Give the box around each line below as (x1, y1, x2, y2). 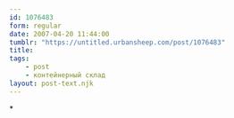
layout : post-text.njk (9, 79, 94, 88)
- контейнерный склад (25, 71, 105, 80)
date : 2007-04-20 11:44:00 (9, 29, 110, 38)
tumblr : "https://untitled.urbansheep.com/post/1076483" (9, 37, 226, 47)
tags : (9, 54, 29, 63)
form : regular (9, 21, 63, 30)
